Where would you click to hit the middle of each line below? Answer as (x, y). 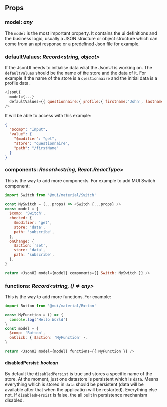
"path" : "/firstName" (36, 148)
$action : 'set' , (31, 245)
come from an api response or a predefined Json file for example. (73, 44)
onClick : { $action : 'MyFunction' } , (49, 338)
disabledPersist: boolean (32, 363)
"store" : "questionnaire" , (42, 143)
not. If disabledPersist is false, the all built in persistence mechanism (76, 395)
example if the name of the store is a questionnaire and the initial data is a (81, 78)
